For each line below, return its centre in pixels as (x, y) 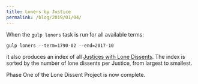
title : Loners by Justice (38, 12)
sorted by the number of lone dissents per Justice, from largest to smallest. (99, 63)
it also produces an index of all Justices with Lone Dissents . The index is (96, 56)
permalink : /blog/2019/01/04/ (44, 17)
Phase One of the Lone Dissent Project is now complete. (76, 74)
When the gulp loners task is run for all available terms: (75, 34)
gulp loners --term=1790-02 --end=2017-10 (60, 46)
